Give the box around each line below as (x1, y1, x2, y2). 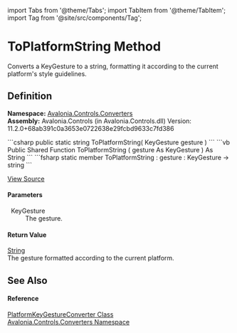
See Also (7, 274, 48, 287)
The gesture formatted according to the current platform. (7, 254, 174, 263)
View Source (7, 174, 45, 183)
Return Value (7, 231, 47, 239)
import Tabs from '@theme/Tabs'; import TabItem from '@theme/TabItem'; (7, 6, 226, 14)
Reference (7, 295, 39, 303)
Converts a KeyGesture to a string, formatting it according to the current (7, 62, 218, 70)
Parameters (7, 191, 43, 199)
